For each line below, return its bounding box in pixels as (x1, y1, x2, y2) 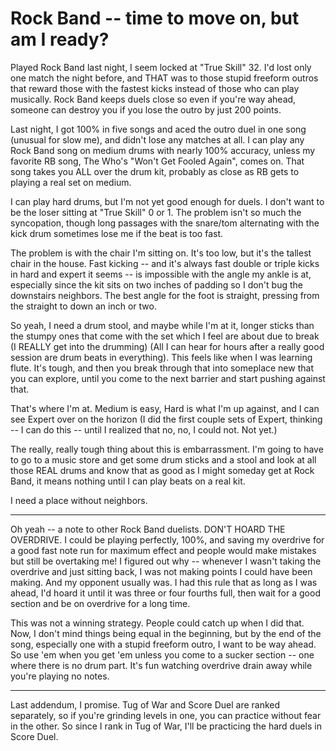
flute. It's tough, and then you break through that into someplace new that (10, 362, 314, 374)
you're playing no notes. (10, 670, 110, 682)
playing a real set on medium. (10, 176, 132, 188)
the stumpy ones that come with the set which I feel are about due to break (10, 330, 320, 342)
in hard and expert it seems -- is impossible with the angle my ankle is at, (10, 268, 312, 280)
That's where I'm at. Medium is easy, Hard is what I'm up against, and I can (10, 402, 320, 414)
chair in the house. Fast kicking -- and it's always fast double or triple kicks (10, 257, 320, 269)
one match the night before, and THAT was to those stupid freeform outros (10, 72, 319, 84)
